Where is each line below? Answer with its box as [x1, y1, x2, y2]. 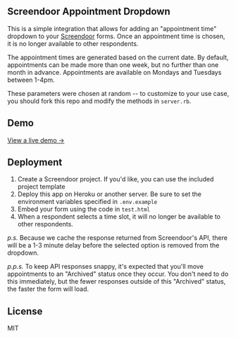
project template [17, 183, 66, 191]
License [7, 305, 43, 317]
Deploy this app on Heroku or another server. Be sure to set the [17, 190, 202, 198]
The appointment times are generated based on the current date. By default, [7, 53, 229, 61]
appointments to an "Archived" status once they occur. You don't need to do [7, 270, 229, 278]
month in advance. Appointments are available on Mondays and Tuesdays [7, 68, 222, 76]
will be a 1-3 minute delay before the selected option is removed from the [7, 241, 220, 250]
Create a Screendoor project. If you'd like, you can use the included [17, 175, 214, 183]
